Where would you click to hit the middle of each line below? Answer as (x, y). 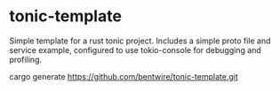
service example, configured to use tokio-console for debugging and (136, 49)
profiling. (26, 59)
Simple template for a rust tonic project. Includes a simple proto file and (140, 41)
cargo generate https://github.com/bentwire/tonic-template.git (124, 76)
